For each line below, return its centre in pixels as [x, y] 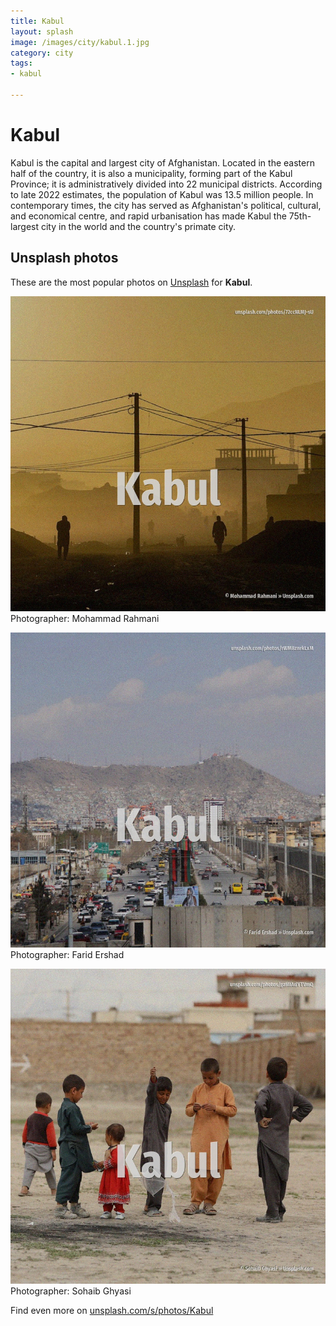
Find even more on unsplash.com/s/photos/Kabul [112, 1310]
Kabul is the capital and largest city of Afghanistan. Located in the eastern [162, 162]
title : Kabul [37, 21]
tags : [21, 63]
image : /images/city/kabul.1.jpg [80, 42]
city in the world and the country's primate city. [138, 226]
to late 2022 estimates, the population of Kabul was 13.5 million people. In [162, 194]
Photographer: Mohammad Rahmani [85, 618]
